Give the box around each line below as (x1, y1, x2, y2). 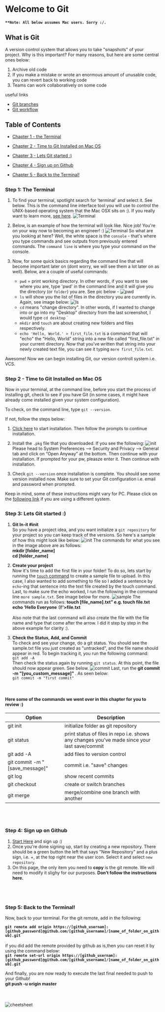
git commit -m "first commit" (12, 675, 75, 680)
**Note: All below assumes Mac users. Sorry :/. (5, 20, 107, 25)
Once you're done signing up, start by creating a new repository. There (12, 843, 156, 850)
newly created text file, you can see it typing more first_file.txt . (19, 346, 154, 352)
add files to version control (64, 751, 126, 758)
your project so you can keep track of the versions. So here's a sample (12, 532, 156, 538)
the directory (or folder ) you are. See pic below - (19, 289, 119, 295)
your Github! (5, 976, 30, 981)
